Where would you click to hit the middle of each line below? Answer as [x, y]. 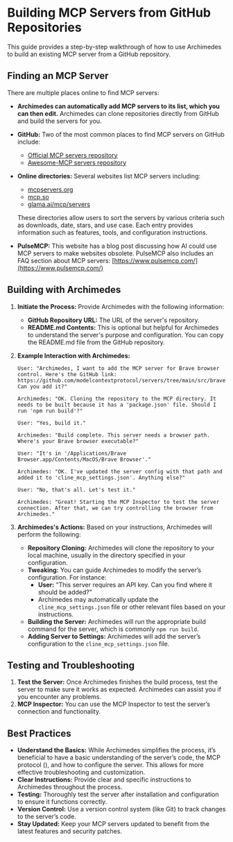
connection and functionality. [59, 712]
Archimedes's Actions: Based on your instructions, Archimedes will [115, 527]
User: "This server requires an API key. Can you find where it [125, 584]
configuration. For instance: [67, 577]
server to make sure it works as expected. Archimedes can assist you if [119, 689]
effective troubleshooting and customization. [81, 773]
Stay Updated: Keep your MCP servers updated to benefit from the [113, 824]
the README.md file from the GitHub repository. [96, 342]
